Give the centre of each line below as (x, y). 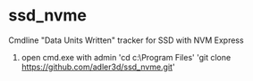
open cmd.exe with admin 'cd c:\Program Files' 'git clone (126, 57)
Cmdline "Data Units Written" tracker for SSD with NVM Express (126, 40)
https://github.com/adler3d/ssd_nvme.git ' (98, 67)
